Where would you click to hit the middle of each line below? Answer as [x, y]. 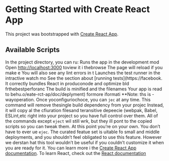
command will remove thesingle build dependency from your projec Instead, [85, 105]
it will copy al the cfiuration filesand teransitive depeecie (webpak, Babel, [81, 110]
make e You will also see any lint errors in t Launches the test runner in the [83, 73]
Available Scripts [32, 50]
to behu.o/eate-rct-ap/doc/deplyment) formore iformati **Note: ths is [78, 94]
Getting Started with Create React [78, 9]
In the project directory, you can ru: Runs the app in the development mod [82, 62]
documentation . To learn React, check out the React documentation [76, 153]
